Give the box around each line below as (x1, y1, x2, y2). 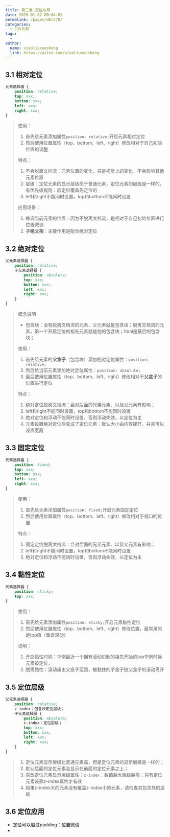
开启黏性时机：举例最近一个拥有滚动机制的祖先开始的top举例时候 (25, 654, 162, 660)
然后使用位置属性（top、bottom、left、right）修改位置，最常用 (25, 625, 158, 632)
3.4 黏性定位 (5, 570, 45, 579)
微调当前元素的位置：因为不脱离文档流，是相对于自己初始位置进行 (25, 215, 164, 221)
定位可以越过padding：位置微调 (12, 822, 80, 828)
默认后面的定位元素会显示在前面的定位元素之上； (25, 765, 129, 772)
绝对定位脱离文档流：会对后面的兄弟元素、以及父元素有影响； (25, 402, 156, 408)
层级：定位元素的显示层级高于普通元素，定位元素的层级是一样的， (25, 181, 164, 187)
